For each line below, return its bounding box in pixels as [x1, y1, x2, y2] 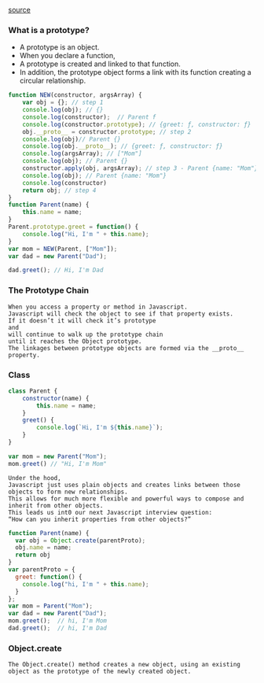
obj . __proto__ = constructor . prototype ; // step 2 [22, 127, 192, 135]
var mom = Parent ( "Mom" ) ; [8, 602, 93, 611]
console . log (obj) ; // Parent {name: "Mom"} [22, 172, 167, 179]
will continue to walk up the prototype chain [8, 330, 163, 338]
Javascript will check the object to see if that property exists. [8, 309, 234, 318]
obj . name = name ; [15, 544, 72, 552]
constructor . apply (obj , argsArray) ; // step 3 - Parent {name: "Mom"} [22, 164, 258, 172]
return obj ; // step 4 [22, 186, 97, 194]
